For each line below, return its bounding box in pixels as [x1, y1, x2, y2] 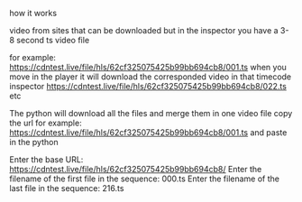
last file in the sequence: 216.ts [9, 183, 124, 193]
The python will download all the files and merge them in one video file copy [9, 108, 293, 118]
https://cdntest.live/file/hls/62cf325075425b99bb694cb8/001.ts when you [9, 62, 287, 72]
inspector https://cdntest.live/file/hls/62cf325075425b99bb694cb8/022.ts [9, 81, 287, 91]
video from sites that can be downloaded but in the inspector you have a [9, 25, 279, 35]
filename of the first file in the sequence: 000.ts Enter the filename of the [9, 173, 279, 184]
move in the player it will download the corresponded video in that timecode [9, 71, 292, 82]
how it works [9, 8, 57, 18]
